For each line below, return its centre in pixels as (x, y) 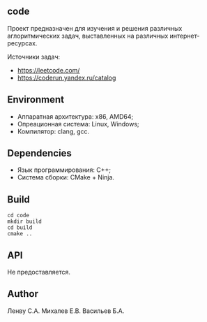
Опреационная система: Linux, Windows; (78, 124)
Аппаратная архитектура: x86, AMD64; (75, 116)
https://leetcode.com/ (48, 70)
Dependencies (39, 153)
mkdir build (24, 222)
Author (23, 294)
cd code (18, 216)
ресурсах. (22, 43)
